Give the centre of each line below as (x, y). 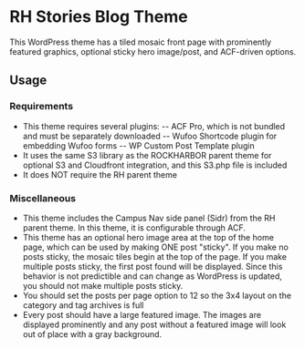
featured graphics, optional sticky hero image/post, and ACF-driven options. (153, 51)
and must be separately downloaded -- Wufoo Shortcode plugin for (150, 136)
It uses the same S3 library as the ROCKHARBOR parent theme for (147, 155)
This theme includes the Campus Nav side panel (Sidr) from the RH (149, 218)
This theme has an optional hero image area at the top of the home (148, 237)
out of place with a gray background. (92, 334)
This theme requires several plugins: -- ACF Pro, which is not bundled (154, 126)
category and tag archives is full (83, 305)
